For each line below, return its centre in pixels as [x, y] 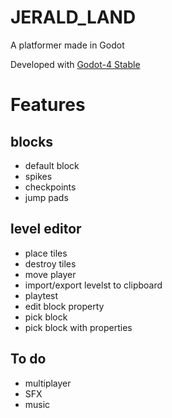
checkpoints [50, 187]
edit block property [64, 306]
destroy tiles [50, 263]
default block [52, 165]
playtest [41, 295]
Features [48, 105]
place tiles [46, 253]
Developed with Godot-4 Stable [75, 64]
